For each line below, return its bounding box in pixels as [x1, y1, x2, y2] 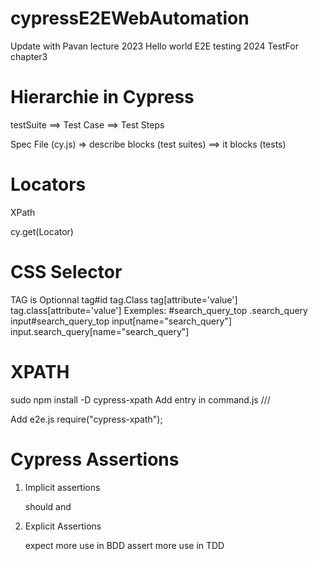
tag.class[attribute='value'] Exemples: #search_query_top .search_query [10, 304, 308, 316]
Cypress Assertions [10, 448, 180, 471]
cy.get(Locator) [10, 225, 74, 237]
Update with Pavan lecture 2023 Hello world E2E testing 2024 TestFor [10, 40, 299, 52]
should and [24, 500, 72, 512]
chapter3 [10, 50, 48, 62]
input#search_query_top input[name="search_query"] [10, 315, 232, 327]
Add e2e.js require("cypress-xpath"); [10, 413, 163, 425]
